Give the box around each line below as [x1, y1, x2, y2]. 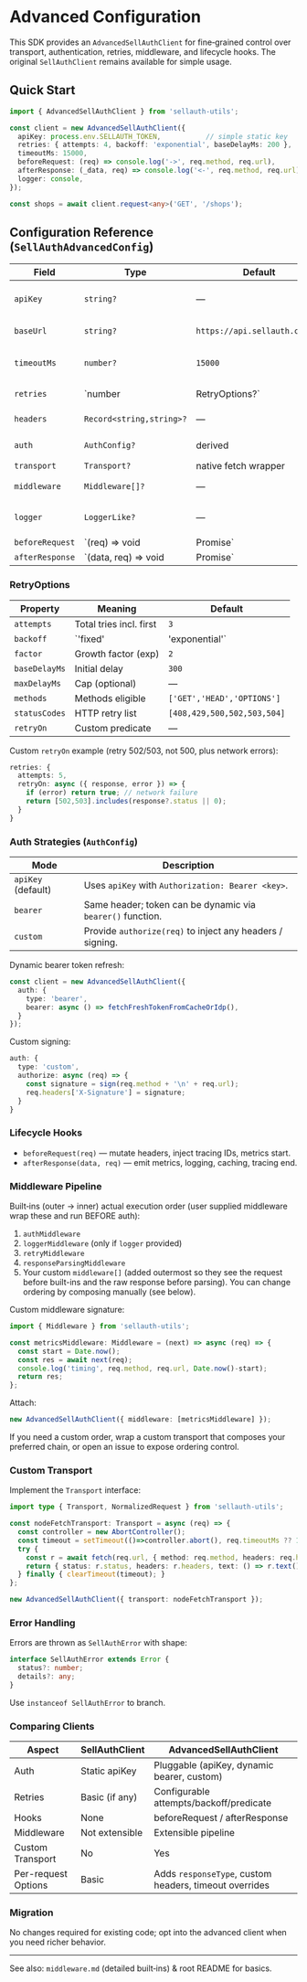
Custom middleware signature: [9, 1305, 125, 1315]
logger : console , [17, 174, 84, 184]
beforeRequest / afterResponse [153, 1812, 289, 1825]
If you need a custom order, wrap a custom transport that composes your [9, 1432, 286, 1442]
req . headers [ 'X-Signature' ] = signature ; [26, 1088, 185, 1097]
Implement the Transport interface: [9, 1485, 142, 1496]
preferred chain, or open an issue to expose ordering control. [9, 1442, 239, 1452]
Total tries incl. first [74, 617, 157, 630]
